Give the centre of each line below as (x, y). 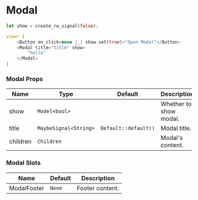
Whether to (176, 104)
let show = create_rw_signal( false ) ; (52, 26)
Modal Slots (24, 163)
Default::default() (128, 128)
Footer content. (98, 188)
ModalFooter (27, 188)
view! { (16, 36)
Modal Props (24, 79)
